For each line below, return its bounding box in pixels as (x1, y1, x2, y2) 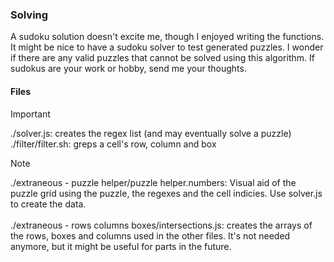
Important (10, 108, 51, 120)
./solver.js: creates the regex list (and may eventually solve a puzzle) (10, 127, 292, 139)
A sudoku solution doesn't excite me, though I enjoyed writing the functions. (10, 31, 325, 43)
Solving (10, 8, 49, 22)
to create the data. (10, 198, 87, 210)
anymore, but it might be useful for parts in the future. (10, 240, 232, 252)
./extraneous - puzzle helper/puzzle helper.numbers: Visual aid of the (10, 176, 297, 188)
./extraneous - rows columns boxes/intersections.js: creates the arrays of (10, 219, 313, 231)
